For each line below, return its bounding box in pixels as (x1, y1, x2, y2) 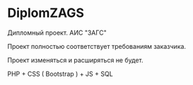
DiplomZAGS (7, 5, 85, 21)
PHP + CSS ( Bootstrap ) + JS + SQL (7, 69, 113, 78)
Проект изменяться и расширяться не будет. (7, 55, 144, 64)
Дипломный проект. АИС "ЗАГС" (7, 28, 107, 37)
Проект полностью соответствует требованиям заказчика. (7, 42, 186, 50)
